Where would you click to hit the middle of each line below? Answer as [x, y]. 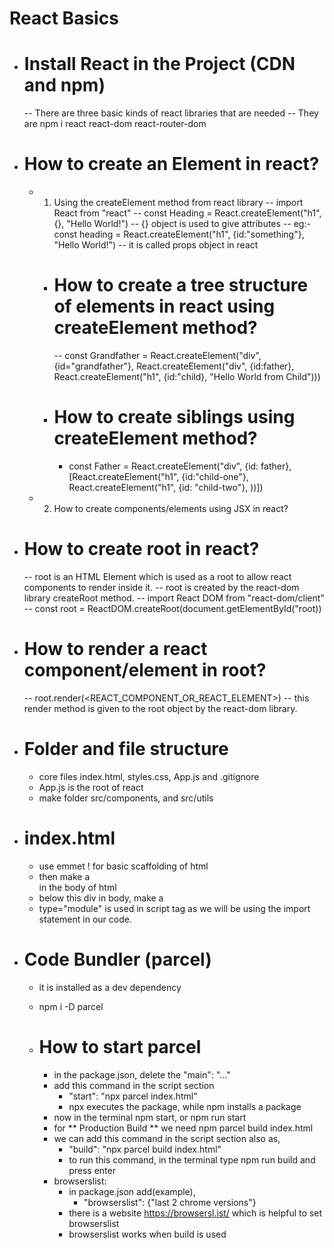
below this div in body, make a [101, 898]
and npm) [64, 85]
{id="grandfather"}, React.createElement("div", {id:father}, [174, 366]
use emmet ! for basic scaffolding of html [123, 866]
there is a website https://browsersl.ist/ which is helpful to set [195, 1213]
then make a [64, 876]
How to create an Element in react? [171, 164]
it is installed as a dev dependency [110, 987]
